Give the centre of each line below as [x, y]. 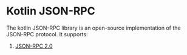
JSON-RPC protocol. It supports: [47, 34]
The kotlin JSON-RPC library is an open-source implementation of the [93, 28]
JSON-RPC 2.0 [34, 46]
